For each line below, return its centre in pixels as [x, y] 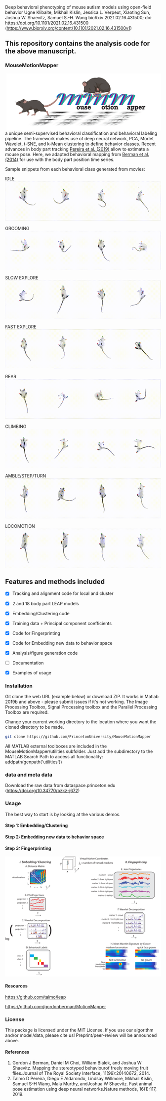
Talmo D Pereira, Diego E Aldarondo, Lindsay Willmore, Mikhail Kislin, [83, 1079]
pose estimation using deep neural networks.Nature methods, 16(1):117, [84, 1089]
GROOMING [17, 228]
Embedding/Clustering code [41, 613]
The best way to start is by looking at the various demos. [63, 814]
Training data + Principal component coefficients [62, 623]
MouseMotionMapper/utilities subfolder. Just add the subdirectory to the [79, 751]
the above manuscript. [41, 51]
